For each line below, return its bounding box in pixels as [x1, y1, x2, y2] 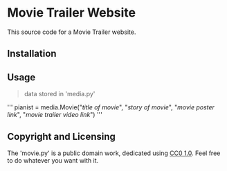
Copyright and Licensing [7, 130, 116, 143]
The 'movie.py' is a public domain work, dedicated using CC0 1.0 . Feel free [7, 149, 221, 157]
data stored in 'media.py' [24, 90, 96, 98]
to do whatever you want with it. [7, 156, 99, 164]
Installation [7, 48, 57, 60]
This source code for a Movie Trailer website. [7, 28, 136, 36]
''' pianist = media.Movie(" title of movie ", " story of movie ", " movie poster [7, 103, 215, 111]
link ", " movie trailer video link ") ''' [7, 111, 102, 119]
